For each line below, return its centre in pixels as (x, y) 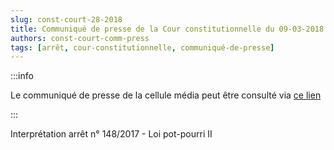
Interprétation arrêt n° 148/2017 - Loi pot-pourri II (111, 134)
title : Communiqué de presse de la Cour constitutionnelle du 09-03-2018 (167, 29)
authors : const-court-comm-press (80, 38)
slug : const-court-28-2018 (66, 19)
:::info (22, 76)
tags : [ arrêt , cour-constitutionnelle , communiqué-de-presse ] (142, 47)
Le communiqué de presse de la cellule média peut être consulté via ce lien (166, 95)
